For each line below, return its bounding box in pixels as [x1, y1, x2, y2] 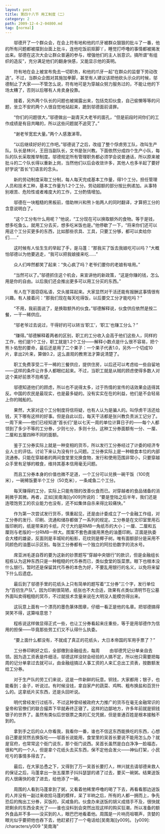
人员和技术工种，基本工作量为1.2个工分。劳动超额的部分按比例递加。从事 [5, 183, 153, 189]
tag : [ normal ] [5, 26, 34, 31]
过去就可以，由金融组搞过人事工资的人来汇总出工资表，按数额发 [30, 660, 160, 666]
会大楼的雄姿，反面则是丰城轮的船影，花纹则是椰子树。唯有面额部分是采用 [5, 536, 156, 542]
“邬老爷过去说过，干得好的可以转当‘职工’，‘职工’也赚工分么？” [13, 322, 138, 328]
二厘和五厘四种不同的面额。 [5, 432, 61, 438]
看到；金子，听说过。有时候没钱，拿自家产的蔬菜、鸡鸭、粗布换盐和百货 [9, 683, 156, 689]
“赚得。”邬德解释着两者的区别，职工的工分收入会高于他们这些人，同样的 [13, 332, 158, 338]
